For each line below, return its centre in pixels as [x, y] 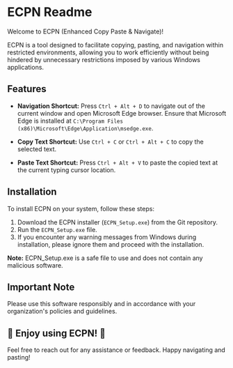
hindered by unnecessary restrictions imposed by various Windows [104, 59]
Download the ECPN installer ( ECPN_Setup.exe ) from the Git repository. [117, 222]
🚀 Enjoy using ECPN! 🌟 [56, 333]
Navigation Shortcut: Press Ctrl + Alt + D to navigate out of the [111, 106]
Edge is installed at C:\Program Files [70, 121]
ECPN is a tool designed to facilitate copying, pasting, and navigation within [115, 45]
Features [27, 89]
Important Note [41, 287]
